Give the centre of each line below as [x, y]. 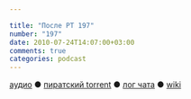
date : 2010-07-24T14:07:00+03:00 [72, 42]
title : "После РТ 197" [52, 25]
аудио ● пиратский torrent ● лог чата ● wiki [95, 85]
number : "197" [36, 34]
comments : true [38, 50]
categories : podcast [48, 59]
